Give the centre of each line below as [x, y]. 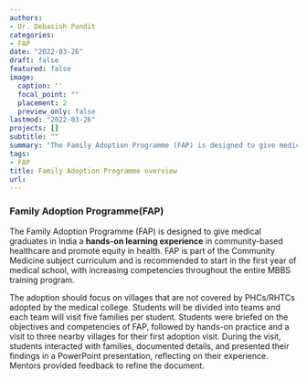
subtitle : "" [34, 137]
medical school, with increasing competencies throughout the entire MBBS [150, 269]
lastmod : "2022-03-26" [53, 120]
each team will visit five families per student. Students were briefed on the [149, 317]
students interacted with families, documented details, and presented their [149, 346]
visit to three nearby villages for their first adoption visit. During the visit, [145, 336]
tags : [20, 153]
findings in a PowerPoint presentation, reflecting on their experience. [139, 355]
